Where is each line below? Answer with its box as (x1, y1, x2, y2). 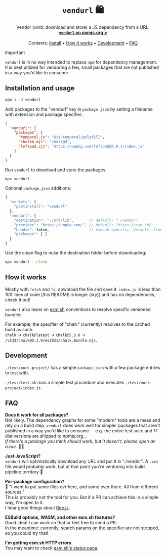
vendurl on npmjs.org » (58, 29, 108, 35)
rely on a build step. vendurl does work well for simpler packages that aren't (5, 422, 161, 429)
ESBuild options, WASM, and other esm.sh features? (5, 514, 115, 520)
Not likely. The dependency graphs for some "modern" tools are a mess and (5, 417, 161, 423)
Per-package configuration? (5, 479, 65, 485)
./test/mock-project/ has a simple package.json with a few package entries (5, 364, 161, 370)
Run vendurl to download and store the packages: (5, 167, 107, 173)
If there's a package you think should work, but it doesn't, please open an (5, 438, 156, 444)
